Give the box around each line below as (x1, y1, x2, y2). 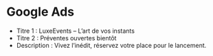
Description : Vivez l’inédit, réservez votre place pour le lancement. (16, 41, 207, 49)
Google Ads (6, 4, 75, 20)
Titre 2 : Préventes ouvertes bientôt (16, 33, 117, 42)
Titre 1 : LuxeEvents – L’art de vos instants (16, 27, 135, 35)
